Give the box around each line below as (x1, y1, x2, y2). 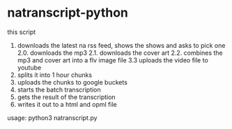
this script (7, 28, 36, 36)
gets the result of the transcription (17, 92, 116, 101)
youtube (17, 63, 42, 71)
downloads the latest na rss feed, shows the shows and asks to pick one (17, 41, 226, 49)
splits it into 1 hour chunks (17, 71, 93, 79)
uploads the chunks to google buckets (17, 78, 127, 86)
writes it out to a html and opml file (17, 100, 117, 108)
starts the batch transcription (17, 85, 101, 94)
